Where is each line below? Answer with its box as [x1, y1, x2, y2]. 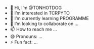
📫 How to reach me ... [10, 26, 57, 32]
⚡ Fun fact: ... [10, 39, 38, 45]
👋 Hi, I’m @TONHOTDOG [10, 5, 62, 10]
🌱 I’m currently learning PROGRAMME [10, 15, 89, 21]
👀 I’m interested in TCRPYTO [10, 10, 70, 16]
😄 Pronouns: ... [10, 33, 43, 39]
